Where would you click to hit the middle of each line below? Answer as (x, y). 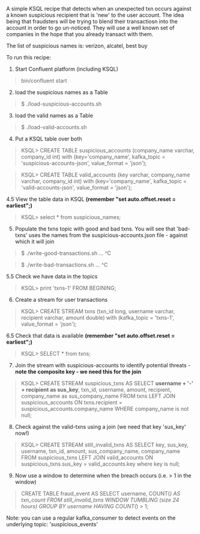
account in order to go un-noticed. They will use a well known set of (90, 28)
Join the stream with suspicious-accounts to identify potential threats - (103, 365)
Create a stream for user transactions (61, 300)
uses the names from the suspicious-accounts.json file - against (108, 235)
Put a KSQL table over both (48, 139)
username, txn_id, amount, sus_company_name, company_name (100, 451)
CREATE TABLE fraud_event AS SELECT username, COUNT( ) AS (101, 493)
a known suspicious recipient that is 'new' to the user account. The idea (95, 15)
